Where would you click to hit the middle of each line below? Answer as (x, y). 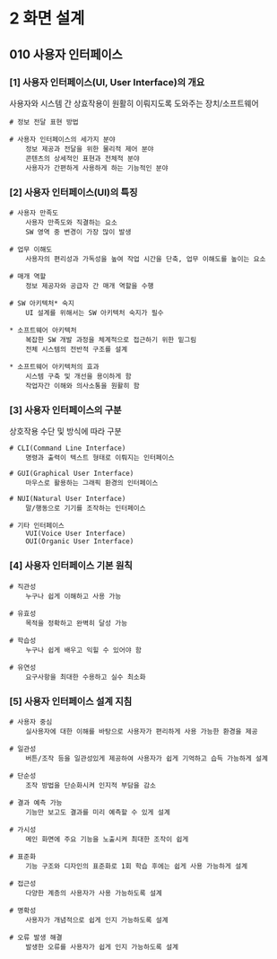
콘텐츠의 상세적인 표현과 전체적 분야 (83, 158)
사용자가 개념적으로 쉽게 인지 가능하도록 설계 (97, 920)
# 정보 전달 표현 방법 (44, 122)
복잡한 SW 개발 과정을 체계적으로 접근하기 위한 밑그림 (111, 340)
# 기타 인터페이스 (37, 526)
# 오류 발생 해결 (36, 938)
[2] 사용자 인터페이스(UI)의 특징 (74, 192)
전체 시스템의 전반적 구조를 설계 (77, 350)
